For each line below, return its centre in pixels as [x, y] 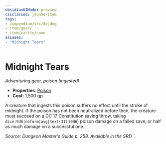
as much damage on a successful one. [45, 126]
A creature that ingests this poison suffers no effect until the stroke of [77, 105]
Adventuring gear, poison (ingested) [42, 81]
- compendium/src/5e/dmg [31, 24]
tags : [11, 19]
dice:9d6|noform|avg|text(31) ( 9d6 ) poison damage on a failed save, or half [83, 121]
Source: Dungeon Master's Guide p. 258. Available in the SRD [69, 136]
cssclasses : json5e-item [31, 14]
